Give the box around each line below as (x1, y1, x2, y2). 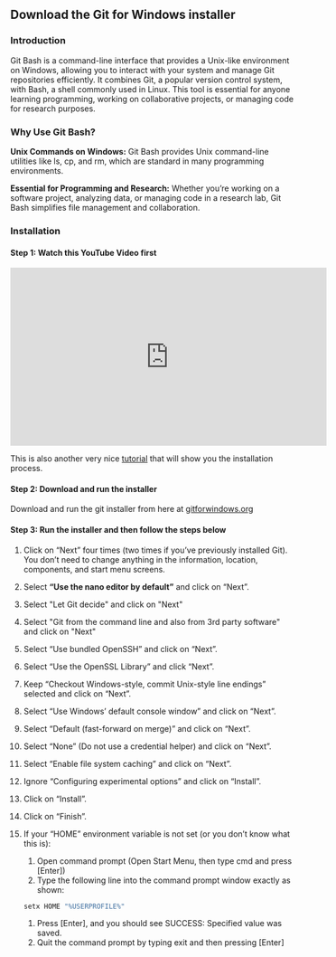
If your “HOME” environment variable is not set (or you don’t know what (23, 828, 291, 839)
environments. (10, 165, 64, 175)
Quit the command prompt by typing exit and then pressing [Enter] (36, 937, 285, 948)
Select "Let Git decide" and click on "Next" (23, 599, 183, 610)
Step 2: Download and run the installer (10, 483, 157, 494)
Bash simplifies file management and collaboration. (10, 202, 201, 213)
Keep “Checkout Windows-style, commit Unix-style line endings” (23, 678, 266, 689)
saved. (36, 927, 62, 939)
